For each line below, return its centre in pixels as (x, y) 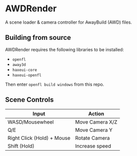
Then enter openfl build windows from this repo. (55, 84)
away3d (19, 64)
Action (96, 114)
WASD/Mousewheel (31, 122)
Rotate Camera (92, 138)
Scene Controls (29, 100)
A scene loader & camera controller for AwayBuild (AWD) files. (68, 22)
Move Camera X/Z (96, 122)
